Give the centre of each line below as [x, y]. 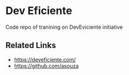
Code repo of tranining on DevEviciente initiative [64, 27]
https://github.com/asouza [46, 66]
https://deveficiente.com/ [45, 59]
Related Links [31, 45]
